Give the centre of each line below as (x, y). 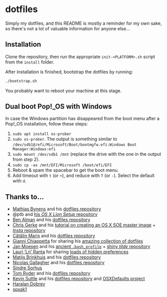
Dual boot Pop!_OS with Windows (59, 107)
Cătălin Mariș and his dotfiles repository (54, 236)
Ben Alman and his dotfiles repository (51, 220)
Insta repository (29, 230)
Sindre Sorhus (27, 268)
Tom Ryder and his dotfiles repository (51, 273)
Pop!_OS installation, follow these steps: (47, 124)
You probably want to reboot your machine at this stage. (63, 91)
